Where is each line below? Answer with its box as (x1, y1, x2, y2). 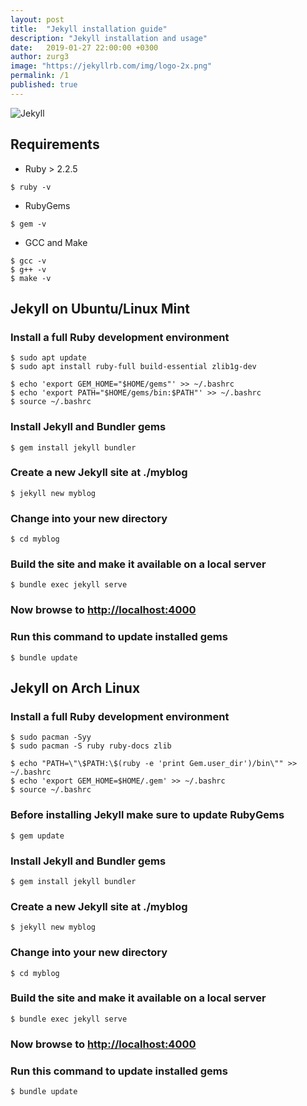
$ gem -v (10, 219, 47, 229)
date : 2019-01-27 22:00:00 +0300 (10, 42, 159, 53)
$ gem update (10, 831, 65, 841)
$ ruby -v (10, 182, 52, 192)
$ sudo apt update (10, 353, 87, 363)
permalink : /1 (10, 71, 70, 81)
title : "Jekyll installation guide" (10, 24, 168, 34)
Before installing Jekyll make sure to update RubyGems (10, 808, 285, 822)
